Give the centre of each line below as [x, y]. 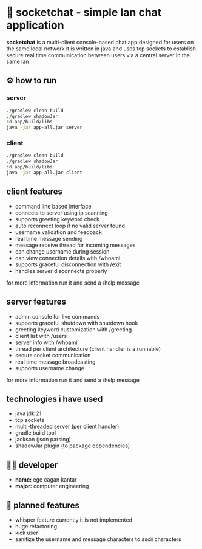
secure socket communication [53, 355]
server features [36, 302]
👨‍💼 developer [32, 465]
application [35, 25]
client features [34, 192]
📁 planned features [43, 505]
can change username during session [62, 251]
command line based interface [53, 206]
